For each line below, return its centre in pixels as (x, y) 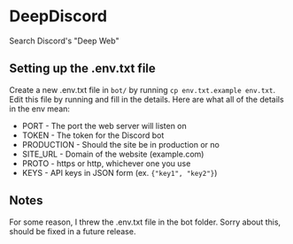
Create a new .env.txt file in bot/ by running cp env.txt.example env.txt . (143, 89)
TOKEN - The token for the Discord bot (93, 135)
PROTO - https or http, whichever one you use (106, 163)
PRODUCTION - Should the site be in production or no (120, 144)
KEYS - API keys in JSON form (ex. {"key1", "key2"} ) (120, 172)
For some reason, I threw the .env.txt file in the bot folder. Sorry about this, (145, 222)
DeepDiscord (58, 16)
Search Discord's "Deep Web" (64, 41)
